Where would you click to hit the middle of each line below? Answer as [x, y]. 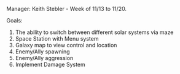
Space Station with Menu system [57, 39]
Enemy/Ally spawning [42, 52]
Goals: [14, 20]
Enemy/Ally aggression [44, 58]
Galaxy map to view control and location [66, 45]
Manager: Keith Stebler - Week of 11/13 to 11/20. [67, 9]
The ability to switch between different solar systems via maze [94, 32]
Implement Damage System [50, 64]
